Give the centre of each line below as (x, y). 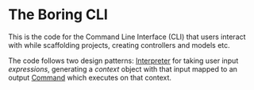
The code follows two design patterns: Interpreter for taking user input (123, 61)
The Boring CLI (58, 15)
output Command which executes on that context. (90, 77)
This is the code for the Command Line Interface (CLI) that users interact (127, 37)
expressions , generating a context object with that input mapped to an (123, 68)
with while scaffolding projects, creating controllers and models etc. (119, 45)
